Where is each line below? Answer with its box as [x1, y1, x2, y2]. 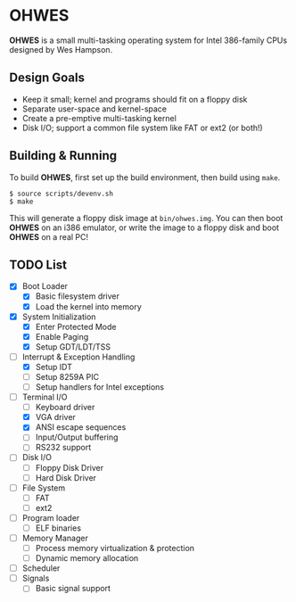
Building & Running [9, 148, 118, 163]
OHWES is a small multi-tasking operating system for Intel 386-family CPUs [9, 35, 288, 45]
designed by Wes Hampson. [9, 44, 113, 54]
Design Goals [9, 70, 85, 86]
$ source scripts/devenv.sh [9, 189, 114, 198]
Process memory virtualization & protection [35, 543, 194, 553]
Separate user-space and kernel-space [21, 103, 168, 114]
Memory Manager [21, 532, 89, 543]
